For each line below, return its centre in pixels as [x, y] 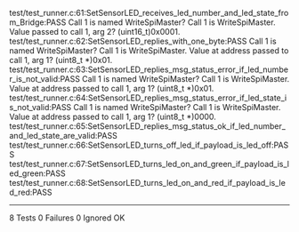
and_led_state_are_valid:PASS [63, 136]
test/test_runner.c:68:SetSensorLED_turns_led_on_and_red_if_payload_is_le [148, 183]
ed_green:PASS [37, 173]
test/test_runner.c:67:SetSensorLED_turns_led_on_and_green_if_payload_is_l [149, 164]
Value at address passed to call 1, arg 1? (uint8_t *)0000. [113, 116]
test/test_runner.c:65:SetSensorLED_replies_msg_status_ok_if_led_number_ [148, 126]
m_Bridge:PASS [38, 22]
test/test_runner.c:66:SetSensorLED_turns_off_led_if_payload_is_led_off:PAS [149, 145]
